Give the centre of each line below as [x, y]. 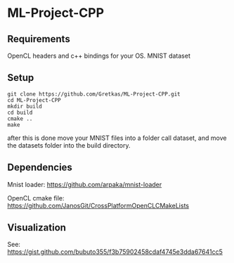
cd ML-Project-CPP [34, 100]
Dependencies [40, 168]
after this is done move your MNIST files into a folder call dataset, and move [117, 138]
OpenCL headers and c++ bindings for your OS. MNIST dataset [99, 56]
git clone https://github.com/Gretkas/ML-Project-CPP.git [94, 94]
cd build [20, 113]
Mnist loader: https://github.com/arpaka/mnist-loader [85, 184]
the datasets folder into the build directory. [69, 145]
